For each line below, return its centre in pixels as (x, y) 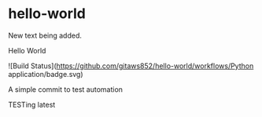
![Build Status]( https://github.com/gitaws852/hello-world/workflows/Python (131, 66)
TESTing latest (32, 104)
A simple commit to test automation (66, 89)
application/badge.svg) (46, 74)
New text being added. (45, 35)
